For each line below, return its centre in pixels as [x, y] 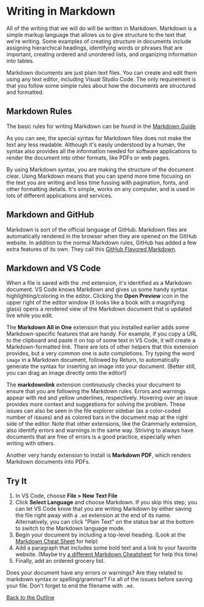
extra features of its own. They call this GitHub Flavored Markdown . [92, 249]
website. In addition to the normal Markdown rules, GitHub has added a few [102, 243]
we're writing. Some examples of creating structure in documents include [99, 41]
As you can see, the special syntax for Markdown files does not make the [99, 138]
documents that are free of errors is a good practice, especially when [94, 437]
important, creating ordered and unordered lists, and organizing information [102, 54]
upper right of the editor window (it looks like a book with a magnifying [96, 303]
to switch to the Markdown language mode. [70, 529]
